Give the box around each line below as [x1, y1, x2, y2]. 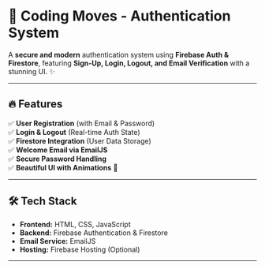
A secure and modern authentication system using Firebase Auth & [8, 50, 230, 59]
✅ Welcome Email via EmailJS [8, 145, 108, 155]
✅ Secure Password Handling [8, 154, 107, 163]
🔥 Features [8, 98, 63, 111]
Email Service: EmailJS [19, 236, 96, 245]
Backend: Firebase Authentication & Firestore [19, 228, 168, 237]
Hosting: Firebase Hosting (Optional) [19, 245, 140, 254]
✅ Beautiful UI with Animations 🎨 [8, 163, 118, 172]
